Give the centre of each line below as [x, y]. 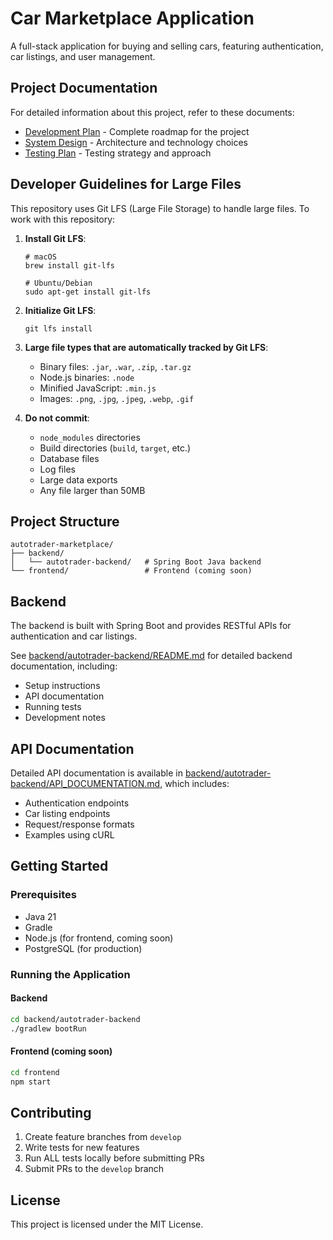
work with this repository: [63, 219]
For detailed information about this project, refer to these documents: [152, 112]
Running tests [53, 707]
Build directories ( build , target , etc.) [115, 448]
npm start [31, 1082]
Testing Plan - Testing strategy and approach [118, 153]
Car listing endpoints [67, 813]
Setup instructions [62, 686]
